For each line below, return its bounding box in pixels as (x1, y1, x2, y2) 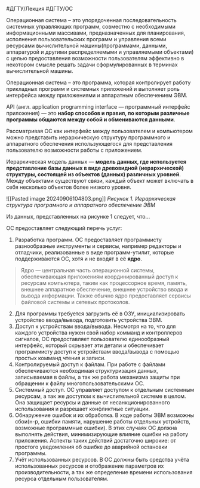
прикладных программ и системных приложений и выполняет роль (6, 85, 180, 92)
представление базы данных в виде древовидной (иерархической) (6, 164, 184, 171)
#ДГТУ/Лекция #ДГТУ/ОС (6, 5, 73, 12)
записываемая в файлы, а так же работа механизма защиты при (14, 373, 180, 380)
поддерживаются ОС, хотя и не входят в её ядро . (14, 255, 142, 262)
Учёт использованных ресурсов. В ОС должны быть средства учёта (14, 456, 189, 463)
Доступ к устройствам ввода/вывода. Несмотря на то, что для (14, 323, 176, 330)
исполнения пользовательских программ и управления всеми (6, 36, 167, 42)
